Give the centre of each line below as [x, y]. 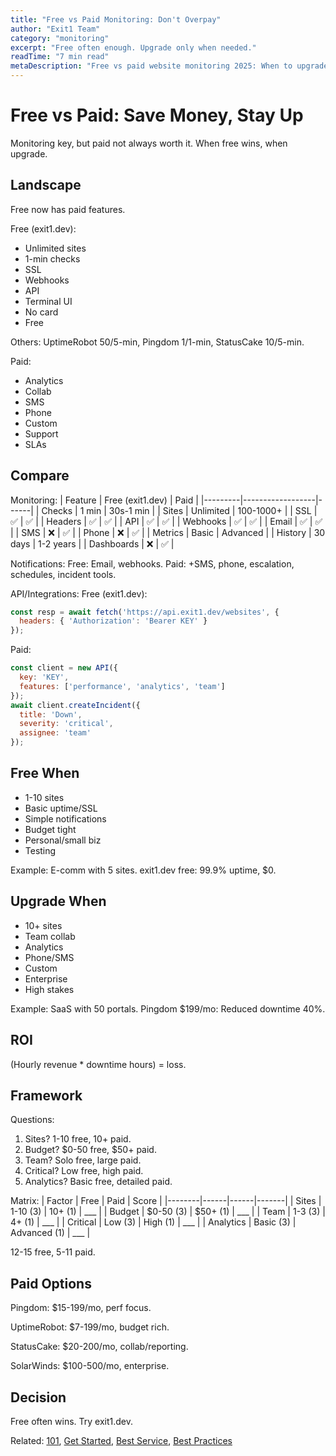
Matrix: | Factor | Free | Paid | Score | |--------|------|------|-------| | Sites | [166, 1201]
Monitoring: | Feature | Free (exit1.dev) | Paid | [104, 500]
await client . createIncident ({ [75, 705]
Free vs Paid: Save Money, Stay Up [157, 115]
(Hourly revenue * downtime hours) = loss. [98, 1064]
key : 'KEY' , [44, 677]
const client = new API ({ [64, 668]
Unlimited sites [55, 248]
